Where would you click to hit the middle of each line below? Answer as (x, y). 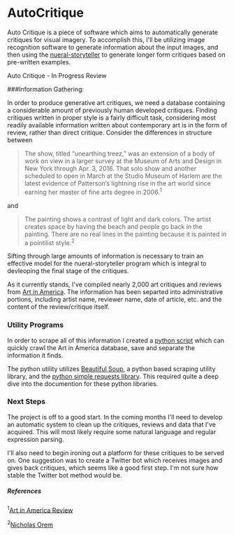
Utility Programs (36, 325)
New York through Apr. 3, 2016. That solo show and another (110, 168)
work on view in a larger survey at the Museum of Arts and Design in (123, 161)
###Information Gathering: (45, 89)
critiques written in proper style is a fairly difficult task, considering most (111, 118)
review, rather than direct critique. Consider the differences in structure (110, 132)
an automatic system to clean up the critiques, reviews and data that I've (112, 424)
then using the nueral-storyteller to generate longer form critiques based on (116, 55)
